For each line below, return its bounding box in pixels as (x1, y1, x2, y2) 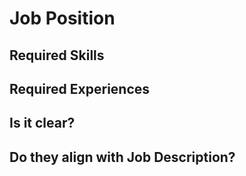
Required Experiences (9, 80, 151, 97)
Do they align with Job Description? (9, 148, 236, 166)
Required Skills (9, 47, 105, 64)
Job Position (9, 7, 116, 30)
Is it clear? (9, 115, 76, 132)
